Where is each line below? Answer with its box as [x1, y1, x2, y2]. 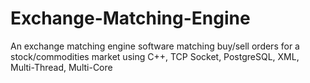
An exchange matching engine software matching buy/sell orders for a [10, 40, 300, 52]
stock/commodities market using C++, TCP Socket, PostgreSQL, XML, [10, 50, 300, 62]
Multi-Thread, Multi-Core [10, 61, 113, 73]
